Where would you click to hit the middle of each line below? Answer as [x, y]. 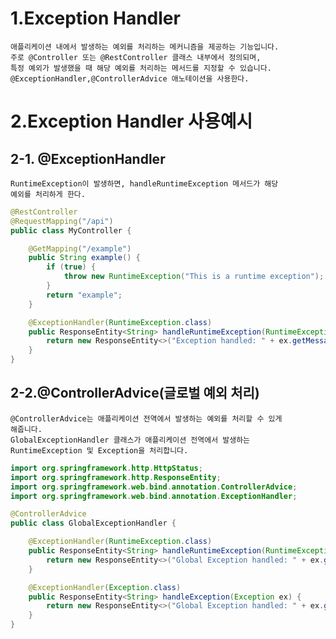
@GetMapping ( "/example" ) [80, 248]
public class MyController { [71, 230]
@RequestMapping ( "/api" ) [62, 221]
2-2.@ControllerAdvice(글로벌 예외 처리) [135, 393]
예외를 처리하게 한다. [48, 194]
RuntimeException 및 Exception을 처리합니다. [99, 450]
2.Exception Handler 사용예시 [131, 121]
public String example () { [84, 258]
